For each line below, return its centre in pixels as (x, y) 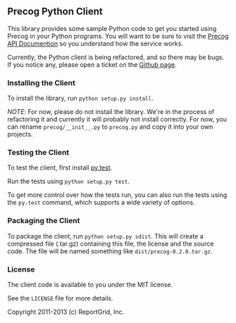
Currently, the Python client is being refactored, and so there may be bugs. (116, 57)
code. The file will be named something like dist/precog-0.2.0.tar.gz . (110, 251)
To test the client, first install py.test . (60, 167)
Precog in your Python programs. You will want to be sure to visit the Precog (118, 36)
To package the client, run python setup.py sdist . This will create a (106, 236)
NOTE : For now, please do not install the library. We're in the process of (111, 112)
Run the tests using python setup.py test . (69, 182)
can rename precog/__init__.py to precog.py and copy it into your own (110, 127)
